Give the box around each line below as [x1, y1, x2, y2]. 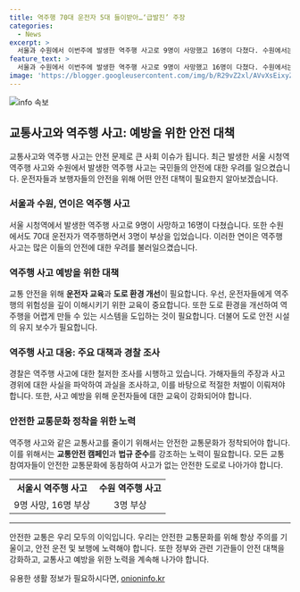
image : [9, 71, 34, 80]
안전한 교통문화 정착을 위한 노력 [9, 415, 137, 428]
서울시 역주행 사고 [16, 481, 87, 494]
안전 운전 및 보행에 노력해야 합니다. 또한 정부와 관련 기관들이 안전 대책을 [35, 542, 286, 554]
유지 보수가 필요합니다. [18, 322, 98, 333]
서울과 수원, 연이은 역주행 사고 [9, 197, 131, 210]
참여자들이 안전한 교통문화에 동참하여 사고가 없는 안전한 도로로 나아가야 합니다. [9, 459, 284, 470]
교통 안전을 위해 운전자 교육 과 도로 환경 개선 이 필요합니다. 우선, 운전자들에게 [9, 288, 272, 299]
